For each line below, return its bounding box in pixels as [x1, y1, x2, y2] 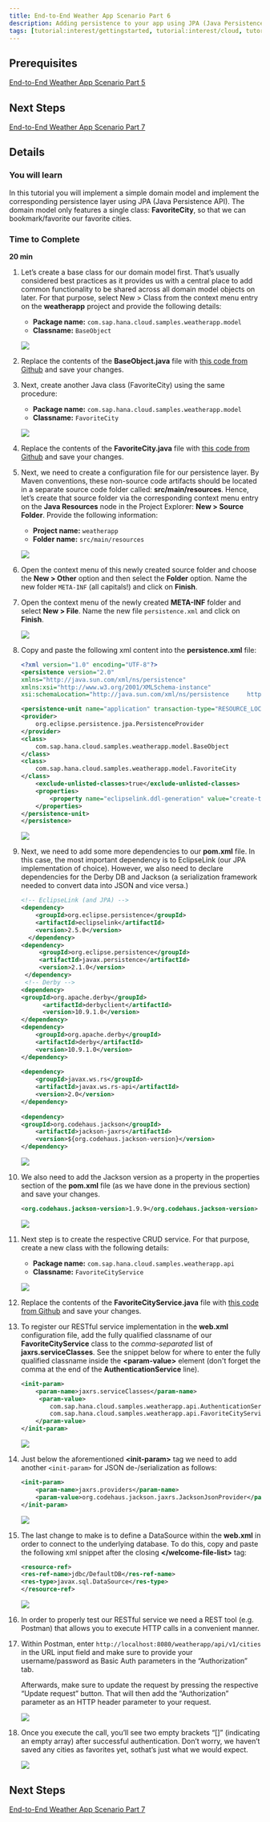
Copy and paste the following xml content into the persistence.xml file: [20, 645, 257, 654]
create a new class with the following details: [20, 1242, 169, 1253]
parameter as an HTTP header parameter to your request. [20, 1698, 212, 1707]
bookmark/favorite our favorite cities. [9, 214, 132, 223]
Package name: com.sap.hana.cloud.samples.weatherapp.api [32, 1258, 235, 1268]
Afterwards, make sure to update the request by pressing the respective [20, 1680, 259, 1690]
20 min [9, 251, 33, 261]
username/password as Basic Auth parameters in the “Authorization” [20, 1656, 248, 1666]
